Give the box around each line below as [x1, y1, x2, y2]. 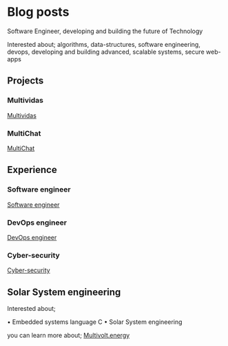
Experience [7, 164, 57, 176]
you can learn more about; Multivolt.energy [7, 332, 130, 340]
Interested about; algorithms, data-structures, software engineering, [7, 40, 201, 48]
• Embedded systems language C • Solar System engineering [7, 318, 183, 326]
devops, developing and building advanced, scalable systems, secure [7, 48, 205, 56]
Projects [7, 75, 44, 87]
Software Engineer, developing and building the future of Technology [7, 27, 203, 35]
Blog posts [7, 4, 70, 20]
